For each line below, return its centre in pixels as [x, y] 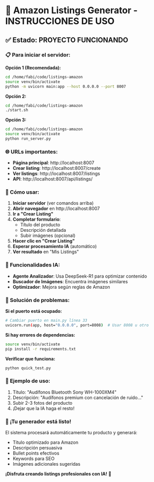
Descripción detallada [43, 230]
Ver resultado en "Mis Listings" [46, 252]
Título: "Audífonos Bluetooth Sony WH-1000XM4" [65, 392]
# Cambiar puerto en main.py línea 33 [46, 321]
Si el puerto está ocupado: [34, 311]
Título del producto [40, 225]
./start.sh [17, 110]
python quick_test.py [28, 368]
